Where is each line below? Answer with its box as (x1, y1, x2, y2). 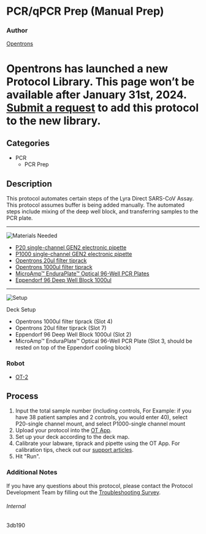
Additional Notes (6, 468, 58, 476)
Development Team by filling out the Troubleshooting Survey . (6, 489, 161, 496)
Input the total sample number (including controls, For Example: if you (15, 407, 192, 414)
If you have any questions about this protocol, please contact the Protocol (6, 482, 193, 489)
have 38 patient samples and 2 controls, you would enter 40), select (15, 414, 188, 421)
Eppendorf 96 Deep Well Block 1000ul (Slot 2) (15, 331, 132, 338)
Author (6, 26, 28, 35)
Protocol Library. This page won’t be (6, 75, 195, 88)
